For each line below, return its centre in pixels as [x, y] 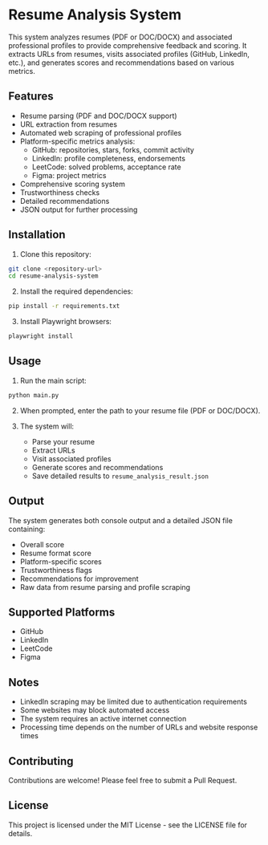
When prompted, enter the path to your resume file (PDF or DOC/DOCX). [140, 410]
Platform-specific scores [61, 561]
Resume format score [56, 553]
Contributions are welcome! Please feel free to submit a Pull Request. [123, 780]
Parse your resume [63, 441]
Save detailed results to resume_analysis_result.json [120, 476]
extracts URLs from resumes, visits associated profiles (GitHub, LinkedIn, [129, 54]
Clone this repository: [55, 254]
